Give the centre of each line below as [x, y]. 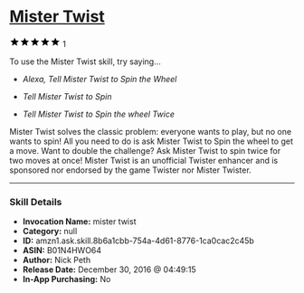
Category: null [50, 232]
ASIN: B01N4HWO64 [62, 250]
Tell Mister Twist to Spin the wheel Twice [98, 114]
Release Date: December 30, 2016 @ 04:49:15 [109, 269]
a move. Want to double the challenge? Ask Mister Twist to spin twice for [145, 150]
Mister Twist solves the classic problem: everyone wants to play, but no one [151, 131]
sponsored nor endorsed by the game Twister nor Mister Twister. [130, 170]
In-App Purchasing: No [66, 279]
